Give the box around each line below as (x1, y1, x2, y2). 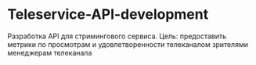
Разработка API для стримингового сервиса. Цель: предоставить (7, 31, 227, 41)
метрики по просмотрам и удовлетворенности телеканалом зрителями (7, 39, 248, 49)
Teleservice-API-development (7, 5, 209, 23)
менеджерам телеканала (7, 48, 92, 57)
